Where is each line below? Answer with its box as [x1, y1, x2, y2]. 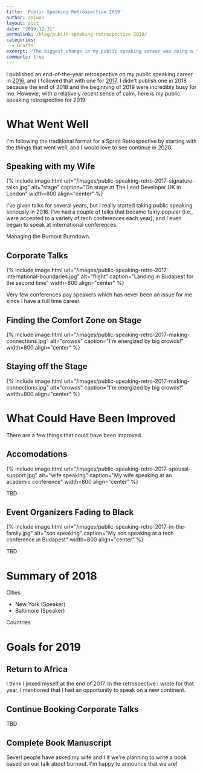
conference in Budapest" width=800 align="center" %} [6, 536, 144, 543]
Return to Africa [6, 664, 68, 674]
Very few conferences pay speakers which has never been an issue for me [6, 291, 192, 298]
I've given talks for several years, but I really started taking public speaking [6, 202, 193, 209]
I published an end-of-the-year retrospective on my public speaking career [6, 70, 193, 77]
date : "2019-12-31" [6, 25, 56, 32]
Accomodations [6, 449, 68, 460]
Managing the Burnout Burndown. [6, 233, 91, 240]
